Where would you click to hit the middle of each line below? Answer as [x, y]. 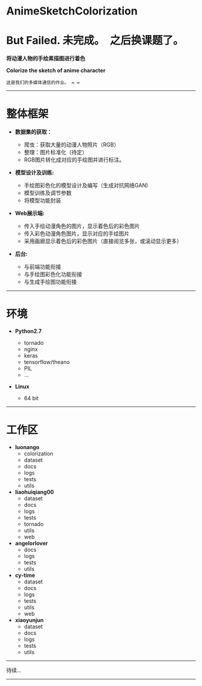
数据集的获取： [33, 132]
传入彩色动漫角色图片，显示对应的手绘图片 [77, 234]
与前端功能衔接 [42, 267]
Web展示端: [30, 213]
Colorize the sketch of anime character [56, 71]
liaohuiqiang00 [34, 492]
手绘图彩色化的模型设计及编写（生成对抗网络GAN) [86, 186]
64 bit [31, 398]
